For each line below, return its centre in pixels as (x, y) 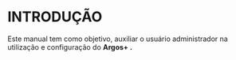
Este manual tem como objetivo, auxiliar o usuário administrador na (118, 39)
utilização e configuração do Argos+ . (70, 47)
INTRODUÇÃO (55, 17)
